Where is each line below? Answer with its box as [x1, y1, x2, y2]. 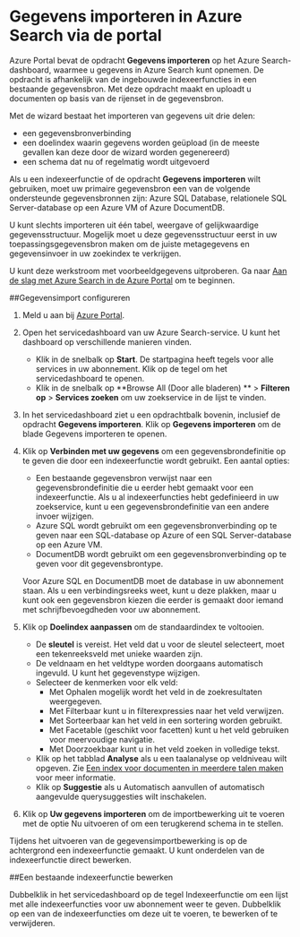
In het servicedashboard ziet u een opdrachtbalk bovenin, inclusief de [21, 409, 280, 420]
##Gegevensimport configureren [9, 292, 131, 303]
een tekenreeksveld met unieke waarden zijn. [35, 648, 203, 659]
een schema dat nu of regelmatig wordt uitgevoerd [21, 156, 210, 167]
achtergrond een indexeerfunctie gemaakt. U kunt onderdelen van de [9, 845, 265, 855]
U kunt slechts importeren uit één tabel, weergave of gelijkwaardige [9, 219, 260, 230]
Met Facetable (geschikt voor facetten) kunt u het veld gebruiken [48, 724, 289, 735]
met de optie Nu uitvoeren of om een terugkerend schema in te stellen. [21, 818, 284, 829]
